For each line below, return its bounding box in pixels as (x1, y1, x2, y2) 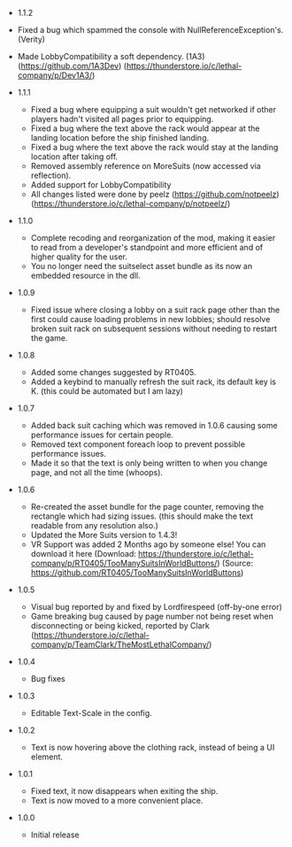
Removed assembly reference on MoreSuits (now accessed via (30, 161, 261, 171)
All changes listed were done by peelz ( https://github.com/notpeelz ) (30, 189, 280, 199)
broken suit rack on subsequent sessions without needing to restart (30, 323, 277, 334)
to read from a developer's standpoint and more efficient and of (30, 243, 264, 252)
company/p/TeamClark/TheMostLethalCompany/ (30, 639, 210, 650)
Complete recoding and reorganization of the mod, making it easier (30, 233, 276, 243)
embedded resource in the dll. (30, 270, 141, 281)
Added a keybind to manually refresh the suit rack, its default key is (30, 376, 277, 387)
